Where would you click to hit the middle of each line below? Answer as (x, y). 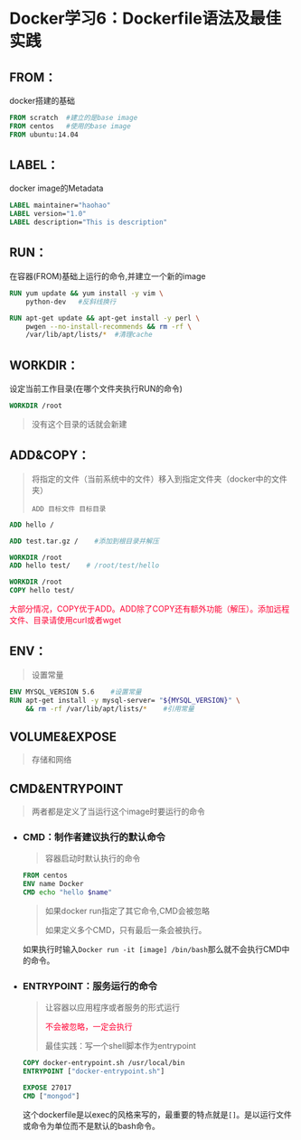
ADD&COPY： (50, 456)
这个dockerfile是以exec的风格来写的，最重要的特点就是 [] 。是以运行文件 (157, 1114)
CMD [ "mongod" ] (51, 1096)
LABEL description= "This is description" (89, 222)
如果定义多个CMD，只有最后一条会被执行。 (126, 930)
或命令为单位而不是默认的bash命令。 (91, 1126)
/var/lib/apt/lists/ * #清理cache (89, 335)
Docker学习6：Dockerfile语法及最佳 (146, 19)
